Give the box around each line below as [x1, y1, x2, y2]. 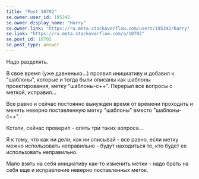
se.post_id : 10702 [6, 36, 52, 42]
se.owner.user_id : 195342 [6, 14, 70, 20]
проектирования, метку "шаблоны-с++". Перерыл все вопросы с [6, 82, 173, 89]
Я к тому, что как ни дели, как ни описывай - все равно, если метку [6, 136, 179, 143]
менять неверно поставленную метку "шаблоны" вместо [6, 106, 153, 114]
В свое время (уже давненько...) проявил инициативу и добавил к [6, 70, 175, 77]
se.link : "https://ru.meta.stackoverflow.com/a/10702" [6, 31, 145, 37]
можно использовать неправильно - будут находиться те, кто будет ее [6, 142, 187, 149]
